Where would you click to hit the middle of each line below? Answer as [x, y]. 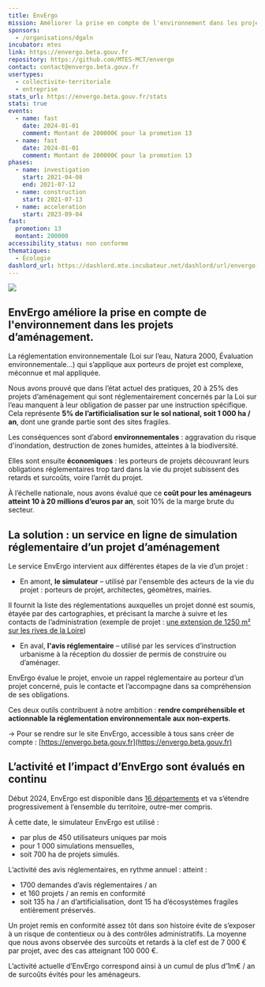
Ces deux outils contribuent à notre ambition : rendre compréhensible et [127, 710]
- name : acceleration [51, 206]
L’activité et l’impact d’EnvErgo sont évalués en [127, 767]
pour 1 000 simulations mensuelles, [77, 845]
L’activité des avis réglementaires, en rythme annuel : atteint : [108, 869]
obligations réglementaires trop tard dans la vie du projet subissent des [124, 469]
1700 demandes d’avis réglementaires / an [88, 885]
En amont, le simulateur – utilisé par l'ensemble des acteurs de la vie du [137, 581]
